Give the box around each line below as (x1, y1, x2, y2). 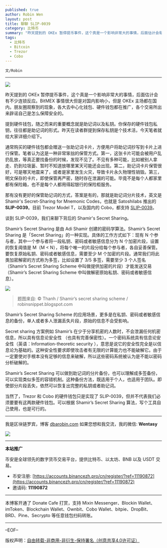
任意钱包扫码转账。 (55, 513, 95, 519)
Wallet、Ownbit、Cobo (50, 506, 97, 512)
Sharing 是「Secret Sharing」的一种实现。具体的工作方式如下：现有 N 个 (5, 232, 154, 238)
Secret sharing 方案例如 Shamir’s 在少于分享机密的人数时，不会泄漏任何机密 (5, 328, 161, 334)
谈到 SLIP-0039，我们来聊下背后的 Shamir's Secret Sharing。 (5, 215, 132, 221)
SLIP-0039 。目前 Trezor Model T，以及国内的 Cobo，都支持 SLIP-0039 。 (5, 205, 157, 211)
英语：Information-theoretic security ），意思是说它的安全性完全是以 (18, 341, 158, 347)
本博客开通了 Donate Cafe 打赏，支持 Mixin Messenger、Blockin (5, 500, 137, 506)
